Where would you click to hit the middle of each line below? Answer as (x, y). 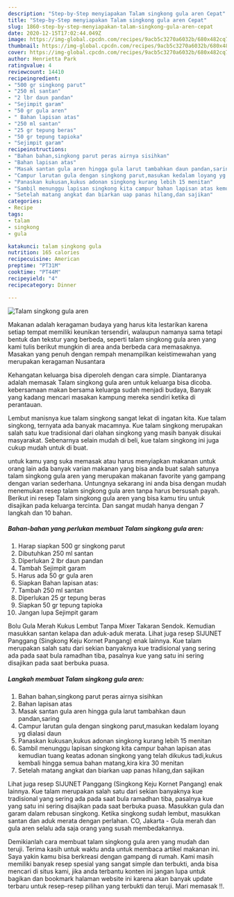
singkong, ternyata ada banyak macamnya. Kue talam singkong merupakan (115, 425)
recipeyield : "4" (33, 278)
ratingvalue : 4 (30, 65)
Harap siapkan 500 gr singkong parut (72, 546)
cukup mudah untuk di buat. (48, 447)
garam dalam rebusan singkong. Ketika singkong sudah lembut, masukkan (114, 813)
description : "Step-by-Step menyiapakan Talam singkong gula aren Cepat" (117, 14)
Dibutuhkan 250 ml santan (56, 553)
